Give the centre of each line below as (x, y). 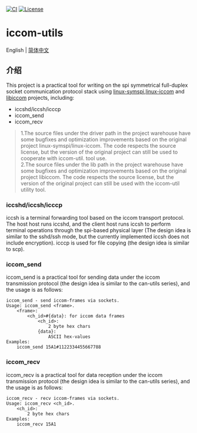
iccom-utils (35, 33)
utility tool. (33, 190)
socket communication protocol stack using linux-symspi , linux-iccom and (96, 91)
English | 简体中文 (28, 50)
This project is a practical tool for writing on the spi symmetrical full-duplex (97, 85)
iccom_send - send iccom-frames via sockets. (63, 301)
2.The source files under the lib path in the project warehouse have (102, 164)
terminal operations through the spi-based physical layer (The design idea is (98, 230)
